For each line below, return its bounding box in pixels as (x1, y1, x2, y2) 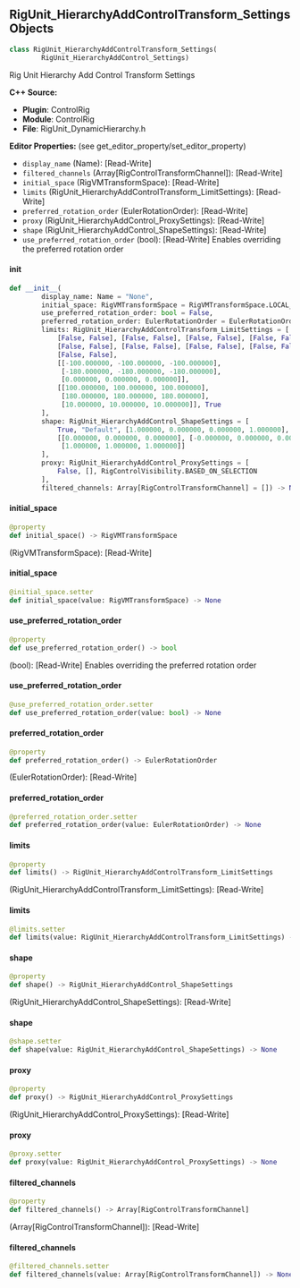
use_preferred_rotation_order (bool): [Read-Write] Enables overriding (21, 234, 281, 244)
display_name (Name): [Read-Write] (21, 158, 152, 168)
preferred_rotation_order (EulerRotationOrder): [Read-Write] (21, 205, 248, 216)
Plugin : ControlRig (21, 104, 90, 115)
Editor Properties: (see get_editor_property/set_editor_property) (9, 141, 247, 151)
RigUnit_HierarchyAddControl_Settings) (41, 53, 190, 62)
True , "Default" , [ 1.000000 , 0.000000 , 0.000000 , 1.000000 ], (56, 425, 290, 434)
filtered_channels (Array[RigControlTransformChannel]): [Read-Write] (21, 167, 283, 178)
